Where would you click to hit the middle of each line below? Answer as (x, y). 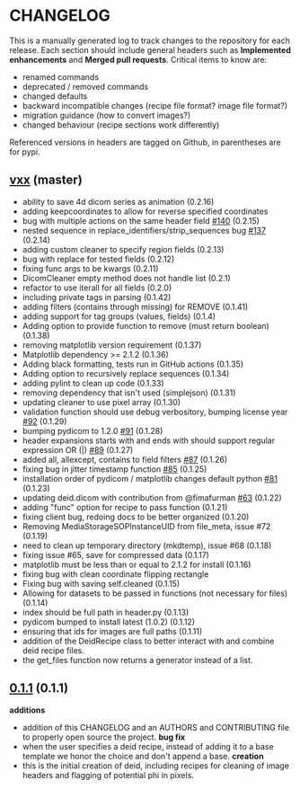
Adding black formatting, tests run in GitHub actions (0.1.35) (133, 364)
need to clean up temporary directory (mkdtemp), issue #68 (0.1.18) (147, 545)
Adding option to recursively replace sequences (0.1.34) (126, 373)
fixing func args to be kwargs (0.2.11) (90, 268)
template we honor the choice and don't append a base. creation (143, 756)
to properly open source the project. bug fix (104, 737)
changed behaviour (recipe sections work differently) (121, 124)
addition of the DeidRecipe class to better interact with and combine (148, 641)
